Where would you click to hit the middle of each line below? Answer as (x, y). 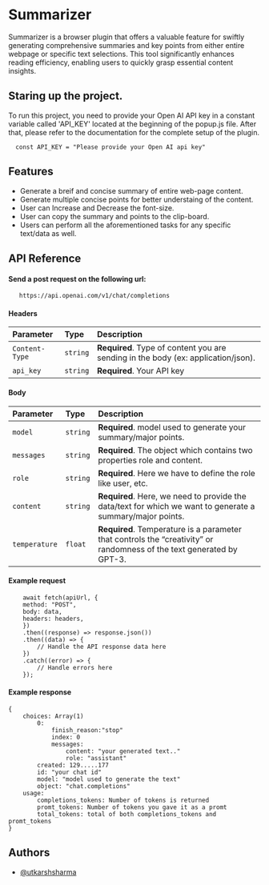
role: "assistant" (96, 758)
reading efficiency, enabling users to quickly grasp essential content (121, 62)
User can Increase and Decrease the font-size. (97, 208)
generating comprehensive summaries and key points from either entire (126, 45)
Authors (29, 853)
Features (31, 172)
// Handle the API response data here (102, 647)
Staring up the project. (66, 96)
